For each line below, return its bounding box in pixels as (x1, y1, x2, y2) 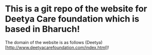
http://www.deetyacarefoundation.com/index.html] (6, 44, 108, 50)
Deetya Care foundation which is (5, 13, 139, 24)
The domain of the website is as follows (5, 39, 84, 45)
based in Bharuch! (5, 24, 80, 34)
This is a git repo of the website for (5, 3, 148, 14)
